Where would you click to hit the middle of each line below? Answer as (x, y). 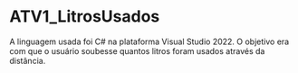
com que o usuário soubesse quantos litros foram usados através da (137, 50)
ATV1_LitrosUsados (85, 17)
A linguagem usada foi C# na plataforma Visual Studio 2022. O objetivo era (149, 41)
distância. (28, 60)
